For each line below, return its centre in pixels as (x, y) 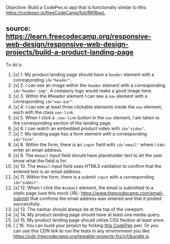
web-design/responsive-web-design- (67, 44)
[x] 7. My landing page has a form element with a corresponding (80, 133)
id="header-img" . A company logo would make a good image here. (83, 90)
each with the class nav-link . (44, 112)
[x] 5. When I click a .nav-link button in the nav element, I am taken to (86, 117)
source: (18, 29)
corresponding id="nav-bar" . (43, 101)
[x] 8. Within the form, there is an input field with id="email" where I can (89, 145)
